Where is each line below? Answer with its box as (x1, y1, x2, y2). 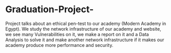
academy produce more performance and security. (5, 42, 113, 48)
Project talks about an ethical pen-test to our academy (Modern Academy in (5, 20, 166, 26)
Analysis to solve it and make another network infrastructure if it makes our (5, 37, 164, 43)
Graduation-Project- (5, 4, 94, 15)
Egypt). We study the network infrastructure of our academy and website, (5, 25, 162, 32)
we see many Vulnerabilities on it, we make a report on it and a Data (5, 31, 149, 37)
